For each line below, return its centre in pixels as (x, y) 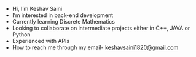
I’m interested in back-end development (63, 15)
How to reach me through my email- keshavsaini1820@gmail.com (95, 47)
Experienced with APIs (41, 41)
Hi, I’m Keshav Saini (37, 9)
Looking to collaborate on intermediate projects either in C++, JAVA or (101, 28)
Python (21, 35)
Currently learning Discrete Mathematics (64, 22)
